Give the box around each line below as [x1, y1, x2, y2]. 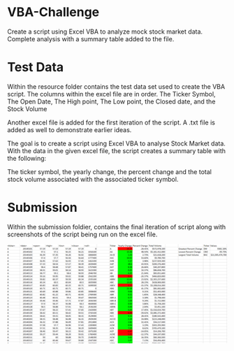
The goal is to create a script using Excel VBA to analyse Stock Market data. [7, 139, 226, 148]
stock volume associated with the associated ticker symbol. [7, 175, 179, 183]
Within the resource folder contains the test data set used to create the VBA [7, 82, 226, 91]
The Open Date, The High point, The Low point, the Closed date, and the [7, 97, 216, 106]
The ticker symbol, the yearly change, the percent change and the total [7, 167, 212, 175]
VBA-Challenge [7, 4, 100, 20]
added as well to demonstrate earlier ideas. [7, 125, 132, 134]
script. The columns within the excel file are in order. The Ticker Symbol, [7, 89, 216, 98]
